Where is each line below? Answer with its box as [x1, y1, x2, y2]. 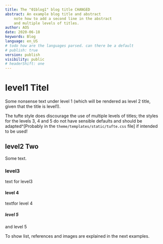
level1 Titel [5, 82, 49, 93]
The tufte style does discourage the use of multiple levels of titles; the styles [5, 113, 158, 119]
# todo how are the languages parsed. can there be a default [5, 43, 134, 48]
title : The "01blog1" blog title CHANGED [5, 7, 91, 12]
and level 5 [5, 224, 27, 230]
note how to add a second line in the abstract [14, 16, 112, 21]
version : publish [5, 52, 40, 57]
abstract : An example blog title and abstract [5, 12, 101, 17]
